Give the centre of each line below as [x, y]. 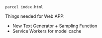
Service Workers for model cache [47, 31]
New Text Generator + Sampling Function [55, 26]
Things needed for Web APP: [35, 16]
